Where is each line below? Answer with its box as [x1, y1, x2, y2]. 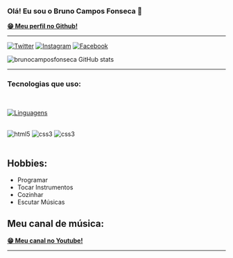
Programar [17, 176, 49, 184]
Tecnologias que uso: [7, 79, 81, 89]
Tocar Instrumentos [17, 183, 74, 191]
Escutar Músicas [17, 198, 65, 207]
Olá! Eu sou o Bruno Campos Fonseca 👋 [7, 6, 142, 16]
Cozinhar [17, 191, 44, 199]
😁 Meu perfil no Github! [7, 22, 78, 31]
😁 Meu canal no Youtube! [7, 236, 83, 245]
